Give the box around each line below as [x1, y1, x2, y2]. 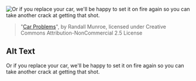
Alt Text [6, 46, 35, 56]
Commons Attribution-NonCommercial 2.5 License [20, 29, 143, 36]
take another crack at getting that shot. [6, 68, 100, 75]
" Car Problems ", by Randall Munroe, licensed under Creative [20, 23, 167, 30]
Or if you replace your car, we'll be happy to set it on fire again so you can [6, 62, 184, 69]
